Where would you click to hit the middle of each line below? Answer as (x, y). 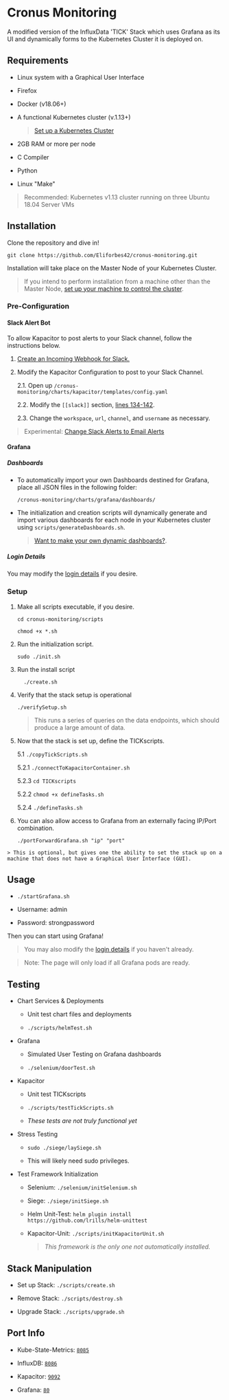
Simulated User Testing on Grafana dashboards (94, 1054)
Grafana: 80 (33, 1390)
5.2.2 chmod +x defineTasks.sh (60, 794)
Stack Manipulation (50, 1268)
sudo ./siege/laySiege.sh (64, 1148)
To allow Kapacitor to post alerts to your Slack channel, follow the (99, 338)
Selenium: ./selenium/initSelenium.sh (82, 1188)
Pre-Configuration (38, 306)
